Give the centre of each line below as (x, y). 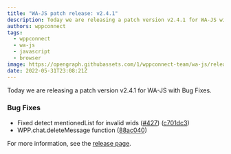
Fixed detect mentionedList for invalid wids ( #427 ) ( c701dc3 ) (103, 123)
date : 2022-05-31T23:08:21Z (47, 70)
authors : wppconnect (37, 26)
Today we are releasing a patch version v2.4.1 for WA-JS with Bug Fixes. (109, 90)
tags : (15, 33)
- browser (27, 58)
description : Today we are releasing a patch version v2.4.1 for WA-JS (112, 20)
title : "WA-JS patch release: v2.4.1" (63, 13)
